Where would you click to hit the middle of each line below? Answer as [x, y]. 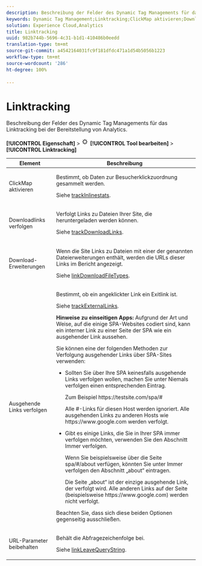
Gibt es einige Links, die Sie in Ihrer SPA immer [123, 433]
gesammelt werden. [81, 184]
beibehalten [23, 547]
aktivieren [21, 189]
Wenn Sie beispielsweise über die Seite [114, 457]
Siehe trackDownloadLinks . [90, 232]
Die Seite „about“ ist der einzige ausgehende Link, [127, 482]
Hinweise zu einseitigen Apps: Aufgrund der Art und [122, 317]
